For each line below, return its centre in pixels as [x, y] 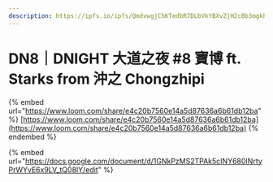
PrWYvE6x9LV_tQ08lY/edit [54, 169]
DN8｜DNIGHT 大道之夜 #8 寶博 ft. [125, 58]
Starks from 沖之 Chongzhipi [106, 79]
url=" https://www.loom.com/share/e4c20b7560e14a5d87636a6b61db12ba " [135, 110]
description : [30, 16]
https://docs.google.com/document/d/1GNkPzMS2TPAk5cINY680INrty [143, 161]
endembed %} [32, 136]
